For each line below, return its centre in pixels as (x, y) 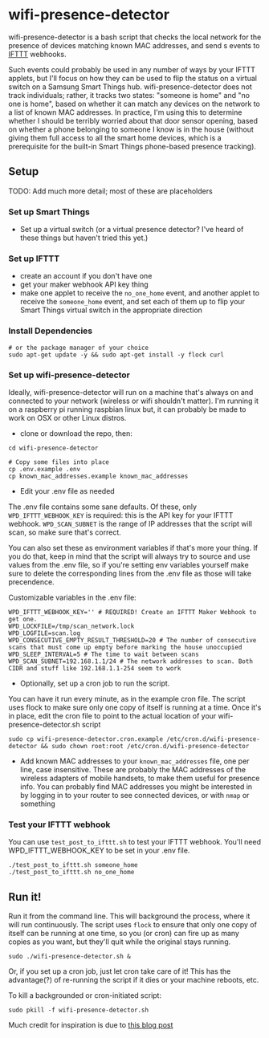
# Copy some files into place (59, 462)
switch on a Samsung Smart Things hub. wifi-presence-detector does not (130, 87)
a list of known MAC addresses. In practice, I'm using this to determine (125, 112)
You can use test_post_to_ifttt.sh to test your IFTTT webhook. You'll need (134, 842)
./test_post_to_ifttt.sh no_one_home (71, 873)
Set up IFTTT (34, 258)
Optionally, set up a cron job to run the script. (95, 683)
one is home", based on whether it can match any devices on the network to (134, 104)
